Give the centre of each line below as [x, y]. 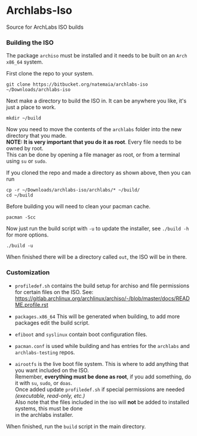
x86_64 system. [25, 62]
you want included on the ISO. [52, 370]
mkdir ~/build [24, 118]
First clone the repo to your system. [50, 74]
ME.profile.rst [32, 305]
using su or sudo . [27, 161]
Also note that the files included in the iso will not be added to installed [102, 402]
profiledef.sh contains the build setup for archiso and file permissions [102, 286]
